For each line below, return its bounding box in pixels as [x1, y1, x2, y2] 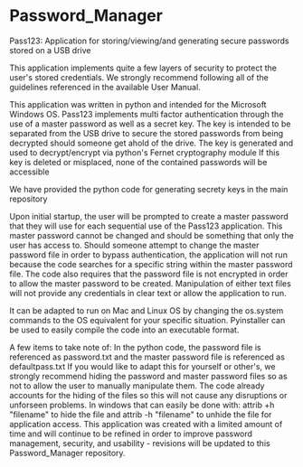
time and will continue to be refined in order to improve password [9, 428, 253, 439]
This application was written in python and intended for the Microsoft [9, 98, 267, 109]
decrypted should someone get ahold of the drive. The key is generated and [9, 137, 294, 148]
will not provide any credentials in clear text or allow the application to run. [9, 287, 287, 298]
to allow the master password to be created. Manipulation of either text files [9, 277, 291, 289]
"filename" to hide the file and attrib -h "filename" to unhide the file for [9, 408, 272, 420]
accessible [9, 166, 50, 177]
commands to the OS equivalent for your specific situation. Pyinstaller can [9, 314, 286, 325]
